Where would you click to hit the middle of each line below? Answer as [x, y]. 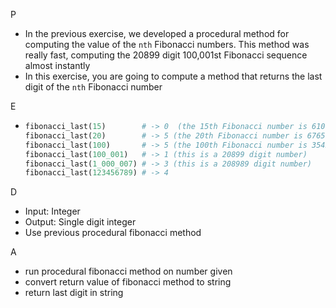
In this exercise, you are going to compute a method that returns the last [173, 76]
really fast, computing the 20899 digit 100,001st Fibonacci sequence [166, 55]
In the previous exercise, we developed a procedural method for [157, 33]
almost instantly [57, 65]
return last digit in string [74, 293]
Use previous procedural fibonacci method [113, 233]
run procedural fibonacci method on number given [128, 271]
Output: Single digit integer [80, 222]
